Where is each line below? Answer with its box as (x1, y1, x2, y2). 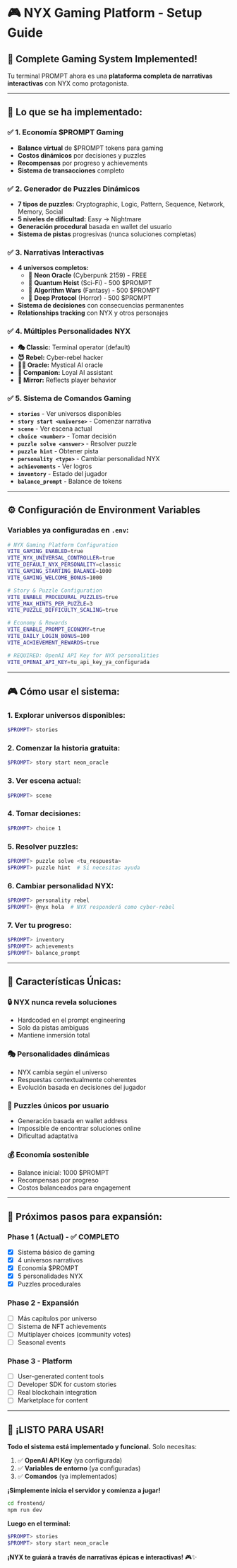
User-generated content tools (17, 1372, 104, 1381)
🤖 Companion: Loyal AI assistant (17, 368, 113, 376)
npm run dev (7, 1506, 42, 1514)
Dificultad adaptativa (17, 1132, 78, 1140)
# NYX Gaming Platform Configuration (7, 541, 119, 548)
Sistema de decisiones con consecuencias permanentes (17, 301, 185, 310)
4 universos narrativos (17, 1255, 83, 1264)
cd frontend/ (7, 1500, 46, 1507)
